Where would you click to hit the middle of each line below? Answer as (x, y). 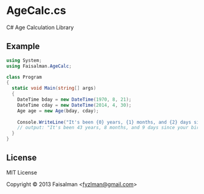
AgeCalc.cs (36, 11)
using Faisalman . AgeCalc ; (39, 66)
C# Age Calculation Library (40, 27)
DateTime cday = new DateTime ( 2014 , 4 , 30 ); (74, 105)
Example (23, 46)
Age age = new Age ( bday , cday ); (58, 111)
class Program (24, 77)
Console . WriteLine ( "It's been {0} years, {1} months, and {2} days (104, 122)
